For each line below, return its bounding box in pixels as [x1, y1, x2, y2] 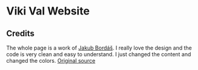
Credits [6, 28, 35, 39]
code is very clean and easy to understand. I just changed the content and [6, 51, 191, 58]
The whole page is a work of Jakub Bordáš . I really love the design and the [6, 44, 192, 51]
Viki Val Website [6, 4, 90, 18]
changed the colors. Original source [6, 57, 95, 64]
